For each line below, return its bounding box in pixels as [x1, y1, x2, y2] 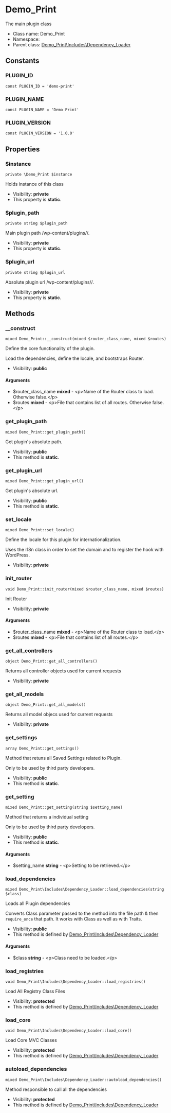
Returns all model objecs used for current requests [5, 711, 113, 718]
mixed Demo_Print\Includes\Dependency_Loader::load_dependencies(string [5, 887, 164, 892]
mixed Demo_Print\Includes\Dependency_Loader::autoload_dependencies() [5, 1077, 162, 1082]
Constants [5, 57, 40, 65]
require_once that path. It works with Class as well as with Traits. [5, 916, 142, 922]
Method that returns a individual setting [5, 813, 89, 820]
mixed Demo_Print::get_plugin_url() [5, 478, 84, 483]
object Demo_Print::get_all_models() [5, 702, 86, 707]
